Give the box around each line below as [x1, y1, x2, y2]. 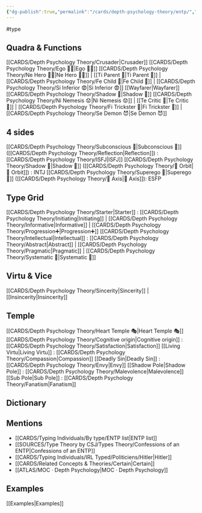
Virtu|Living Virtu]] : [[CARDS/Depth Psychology [6, 348, 126, 355]
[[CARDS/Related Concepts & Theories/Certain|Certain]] [14, 459, 155, 467]
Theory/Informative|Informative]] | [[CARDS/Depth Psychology [6, 221, 161, 229]
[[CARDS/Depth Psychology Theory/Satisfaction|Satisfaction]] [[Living [6, 342, 180, 349]
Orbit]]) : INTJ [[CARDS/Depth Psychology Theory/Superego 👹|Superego [11, 169, 192, 176]
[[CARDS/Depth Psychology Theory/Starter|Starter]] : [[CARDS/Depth [6, 209, 179, 216]
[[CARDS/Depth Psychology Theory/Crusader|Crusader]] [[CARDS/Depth [6, 58, 188, 66]
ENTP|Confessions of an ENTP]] [14, 447, 96, 454]
